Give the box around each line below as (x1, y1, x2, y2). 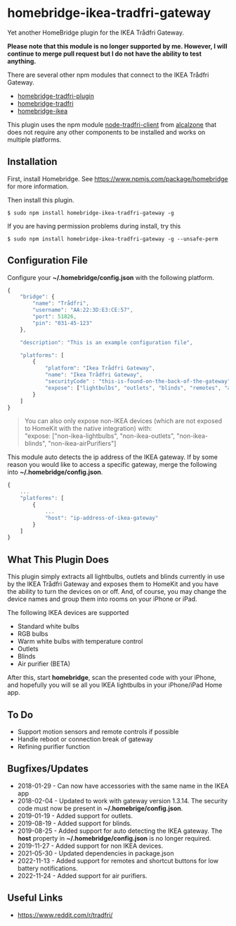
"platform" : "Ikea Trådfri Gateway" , (44, 365, 156, 372)
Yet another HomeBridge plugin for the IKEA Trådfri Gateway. (7, 28, 185, 37)
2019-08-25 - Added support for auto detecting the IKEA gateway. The (17, 827, 223, 835)
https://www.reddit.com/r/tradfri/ (17, 910, 113, 919)
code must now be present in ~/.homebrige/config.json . (17, 804, 183, 812)
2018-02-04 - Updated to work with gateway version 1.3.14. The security (17, 796, 228, 805)
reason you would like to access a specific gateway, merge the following (7, 461, 217, 469)
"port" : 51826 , (32, 313, 77, 320)
